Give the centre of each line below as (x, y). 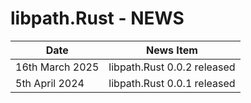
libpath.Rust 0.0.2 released (172, 67)
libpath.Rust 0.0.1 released (172, 83)
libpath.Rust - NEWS (97, 18)
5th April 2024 (50, 83)
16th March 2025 (57, 67)
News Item (171, 50)
